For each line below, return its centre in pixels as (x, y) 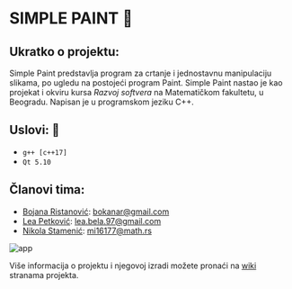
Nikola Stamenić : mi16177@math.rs (87, 230)
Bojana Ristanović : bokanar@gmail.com (96, 212)
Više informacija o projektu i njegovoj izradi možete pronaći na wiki (133, 266)
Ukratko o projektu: (64, 52)
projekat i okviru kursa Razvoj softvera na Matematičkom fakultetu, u (137, 92)
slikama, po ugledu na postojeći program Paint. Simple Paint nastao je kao (146, 83)
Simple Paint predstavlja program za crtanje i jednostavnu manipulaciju (141, 73)
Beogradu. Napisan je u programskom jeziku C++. (102, 102)
